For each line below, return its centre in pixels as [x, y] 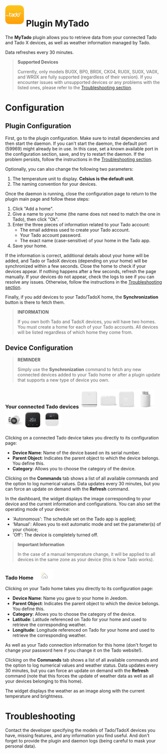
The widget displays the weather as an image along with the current [75, 691]
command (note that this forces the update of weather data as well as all [80, 676]
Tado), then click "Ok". [35, 219]
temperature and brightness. [34, 696]
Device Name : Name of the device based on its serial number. [76, 452]
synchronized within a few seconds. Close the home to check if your [76, 266]
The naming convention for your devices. [55, 184]
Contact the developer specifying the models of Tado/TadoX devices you [80, 730]
